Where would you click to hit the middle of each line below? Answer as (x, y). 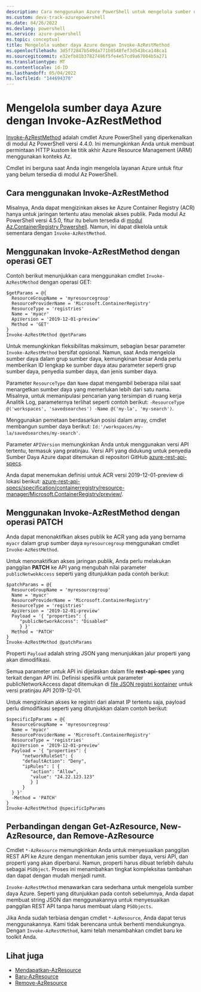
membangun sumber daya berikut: (49, 426)
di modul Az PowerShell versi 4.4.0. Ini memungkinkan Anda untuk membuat (100, 144)
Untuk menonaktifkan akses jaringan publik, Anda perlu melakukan (89, 561)
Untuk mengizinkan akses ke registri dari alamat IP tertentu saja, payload (96, 702)
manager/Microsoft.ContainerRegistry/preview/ (64, 494)
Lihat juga (25, 956)
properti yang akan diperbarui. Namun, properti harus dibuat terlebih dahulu (100, 863)
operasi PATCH (35, 522)
